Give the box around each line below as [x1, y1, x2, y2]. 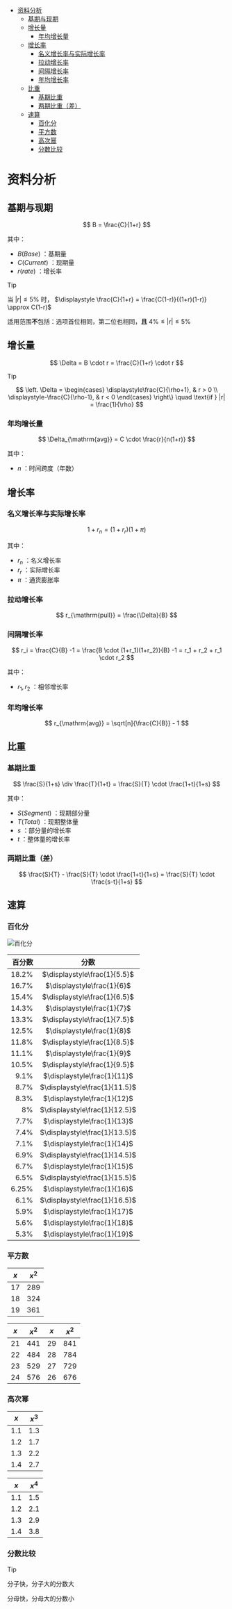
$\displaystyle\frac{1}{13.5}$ [40, 1128, 137, 1137]
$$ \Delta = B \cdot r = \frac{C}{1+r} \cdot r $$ [49, 358, 184, 367]
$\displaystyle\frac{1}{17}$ [42, 1206, 133, 1216]
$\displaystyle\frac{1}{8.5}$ [42, 1037, 134, 1047]
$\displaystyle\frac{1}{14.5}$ [40, 1150, 137, 1160]
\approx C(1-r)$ [7, 303, 52, 311]
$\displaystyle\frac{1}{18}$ [42, 1218, 133, 1228]
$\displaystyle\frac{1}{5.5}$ [42, 969, 134, 979]
